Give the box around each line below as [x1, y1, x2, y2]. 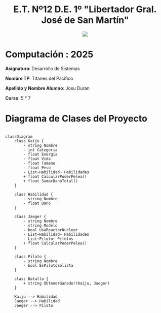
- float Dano [23, 201, 51, 206]
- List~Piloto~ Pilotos [23, 236, 73, 241]
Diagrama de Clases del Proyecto [5, 113, 148, 124]
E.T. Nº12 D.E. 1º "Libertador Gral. [13, 4, 157, 15]
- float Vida [23, 156, 51, 161]
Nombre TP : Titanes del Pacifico [5, 75, 73, 81]
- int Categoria [23, 147, 58, 152]
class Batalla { [14, 276, 49, 281]
